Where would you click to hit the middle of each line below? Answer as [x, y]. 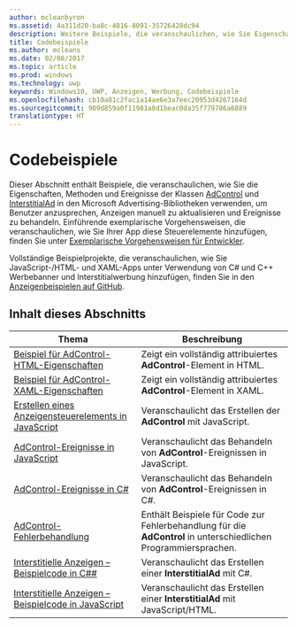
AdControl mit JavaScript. [195, 422]
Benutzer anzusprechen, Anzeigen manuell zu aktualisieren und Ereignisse [145, 213]
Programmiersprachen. [189, 547]
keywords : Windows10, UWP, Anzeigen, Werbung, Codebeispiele [124, 91]
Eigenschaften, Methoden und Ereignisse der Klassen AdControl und [134, 194]
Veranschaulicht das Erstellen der [211, 410]
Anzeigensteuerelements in [70, 415]
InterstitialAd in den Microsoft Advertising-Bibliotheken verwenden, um [138, 204]
